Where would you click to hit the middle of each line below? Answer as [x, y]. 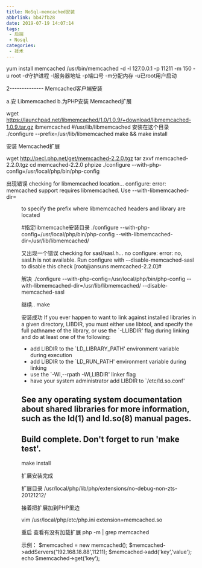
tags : [13, 29]
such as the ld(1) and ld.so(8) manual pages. [106, 418]
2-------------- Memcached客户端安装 [54, 88]
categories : [21, 46]
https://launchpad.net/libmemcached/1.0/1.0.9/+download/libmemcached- [99, 120]
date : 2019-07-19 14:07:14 [40, 23]
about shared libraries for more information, [106, 409]
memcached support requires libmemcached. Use [68, 190]
